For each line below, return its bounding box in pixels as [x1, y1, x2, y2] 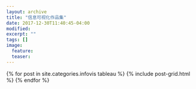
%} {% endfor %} [6, 76, 50, 84]
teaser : [11, 54, 31, 60]
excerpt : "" [6, 31, 36, 37]
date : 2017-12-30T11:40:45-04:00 [6, 20, 90, 26]
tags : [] [6, 37, 28, 43]
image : [6, 43, 23, 49]
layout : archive [6, 8, 47, 15]
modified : [6, 25, 31, 32]
